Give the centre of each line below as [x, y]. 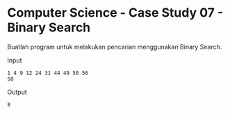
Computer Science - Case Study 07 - [115, 13]
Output [17, 92]
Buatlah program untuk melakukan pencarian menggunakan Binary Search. [115, 47]
